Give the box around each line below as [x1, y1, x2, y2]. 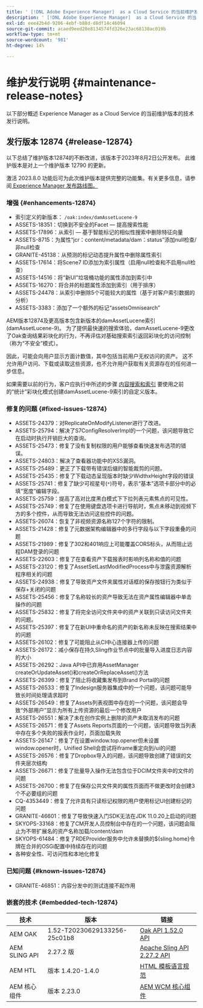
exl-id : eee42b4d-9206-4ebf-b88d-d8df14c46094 [6, 20, 126, 26]
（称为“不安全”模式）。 [6, 339, 62, 346]
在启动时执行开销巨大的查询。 [14, 435, 89, 442]
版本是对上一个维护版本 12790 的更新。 [11, 161, 109, 169]
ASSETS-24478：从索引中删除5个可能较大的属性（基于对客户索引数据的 [14, 288, 195, 296]
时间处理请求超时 [25, 692, 68, 699]
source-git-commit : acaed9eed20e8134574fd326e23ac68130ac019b [6, 25, 166, 32]
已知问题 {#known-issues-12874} [6, 867, 106, 876]
